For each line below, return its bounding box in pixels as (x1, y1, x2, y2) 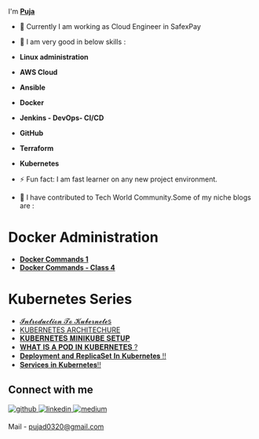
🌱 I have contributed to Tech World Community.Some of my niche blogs (19, 192, 251, 202)
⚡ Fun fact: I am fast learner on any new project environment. (19, 174, 218, 184)
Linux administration (19, 53, 89, 61)
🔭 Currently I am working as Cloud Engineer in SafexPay (19, 22, 202, 31)
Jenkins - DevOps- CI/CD (19, 113, 104, 123)
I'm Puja (8, 7, 35, 16)
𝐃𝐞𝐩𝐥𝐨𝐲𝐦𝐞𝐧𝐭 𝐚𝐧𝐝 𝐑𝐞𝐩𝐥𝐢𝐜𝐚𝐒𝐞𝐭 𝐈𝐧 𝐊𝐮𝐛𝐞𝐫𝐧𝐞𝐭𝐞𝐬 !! (19, 351, 167, 360)
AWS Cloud (19, 68, 58, 77)
